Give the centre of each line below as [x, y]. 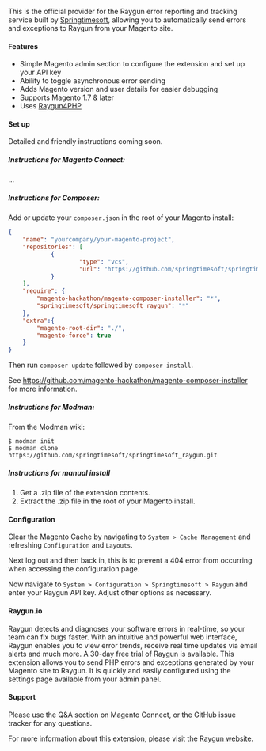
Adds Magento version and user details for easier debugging [119, 89]
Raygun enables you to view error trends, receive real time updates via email [133, 645]
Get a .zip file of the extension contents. [85, 493]
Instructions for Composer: [54, 198]
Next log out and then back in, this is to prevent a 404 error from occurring [130, 560]
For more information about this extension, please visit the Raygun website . [131, 738]
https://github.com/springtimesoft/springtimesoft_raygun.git [113, 455]
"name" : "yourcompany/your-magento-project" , [99, 240]
